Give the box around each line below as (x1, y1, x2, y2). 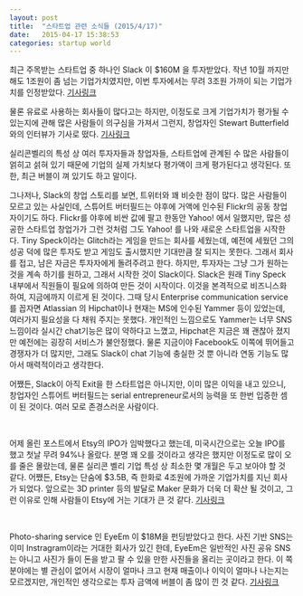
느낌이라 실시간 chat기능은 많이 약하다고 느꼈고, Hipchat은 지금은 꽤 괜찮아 (9, 326, 274, 336)
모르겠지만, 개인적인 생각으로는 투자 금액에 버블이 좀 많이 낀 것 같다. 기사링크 (9, 576, 279, 588)
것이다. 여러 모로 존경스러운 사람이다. (28, 402, 159, 412)
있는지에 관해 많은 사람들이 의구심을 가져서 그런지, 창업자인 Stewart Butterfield (9, 118, 289, 128)
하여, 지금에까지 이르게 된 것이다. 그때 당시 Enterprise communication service (9, 291, 289, 303)
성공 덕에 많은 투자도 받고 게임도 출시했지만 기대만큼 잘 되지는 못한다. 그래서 (9, 246, 278, 258)
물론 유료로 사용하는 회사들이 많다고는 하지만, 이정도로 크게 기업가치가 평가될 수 (9, 106, 289, 118)
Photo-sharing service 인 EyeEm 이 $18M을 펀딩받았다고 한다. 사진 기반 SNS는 (9, 531, 294, 543)
